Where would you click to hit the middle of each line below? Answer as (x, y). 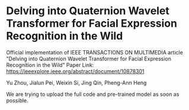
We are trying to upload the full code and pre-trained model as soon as (93, 94)
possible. (17, 100)
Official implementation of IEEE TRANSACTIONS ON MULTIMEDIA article (95, 52)
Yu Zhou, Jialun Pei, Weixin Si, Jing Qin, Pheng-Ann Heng (76, 82)
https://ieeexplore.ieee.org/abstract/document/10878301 (75, 71)
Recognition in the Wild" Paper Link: (50, 65)
